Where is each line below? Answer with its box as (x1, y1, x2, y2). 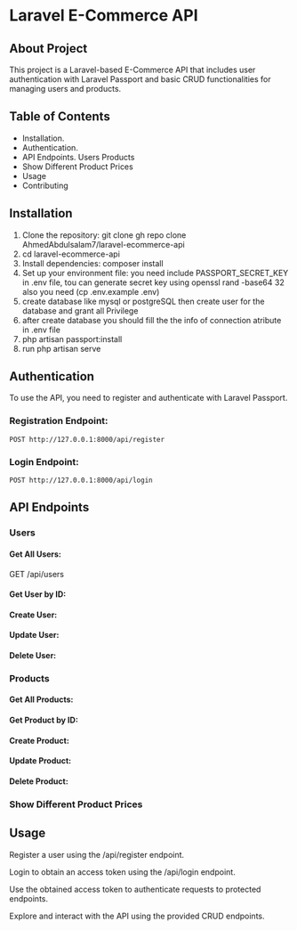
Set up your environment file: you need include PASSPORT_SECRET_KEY (21, 267, 289, 278)
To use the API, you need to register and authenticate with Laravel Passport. (9, 393, 288, 404)
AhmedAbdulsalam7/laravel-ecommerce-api (21, 239, 185, 249)
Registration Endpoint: (9, 415, 108, 428)
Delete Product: (9, 776, 68, 787)
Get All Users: (9, 549, 62, 559)
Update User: (9, 630, 60, 640)
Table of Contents (9, 109, 111, 125)
